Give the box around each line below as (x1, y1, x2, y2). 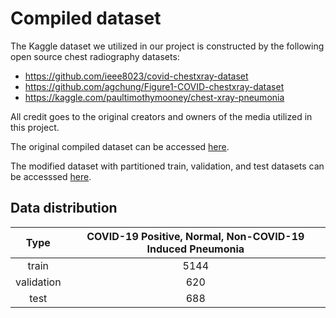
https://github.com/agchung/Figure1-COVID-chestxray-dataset (24, 80, 285, 92)
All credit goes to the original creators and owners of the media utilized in (10, 110, 313, 122)
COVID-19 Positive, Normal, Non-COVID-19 (86, 229, 305, 243)
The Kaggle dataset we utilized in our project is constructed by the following (10, 40, 325, 52)
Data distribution (10, 200, 118, 217)
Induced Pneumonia (146, 242, 245, 256)
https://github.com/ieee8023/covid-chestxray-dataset (24, 70, 249, 82)
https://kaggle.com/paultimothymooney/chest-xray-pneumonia (24, 91, 285, 103)
